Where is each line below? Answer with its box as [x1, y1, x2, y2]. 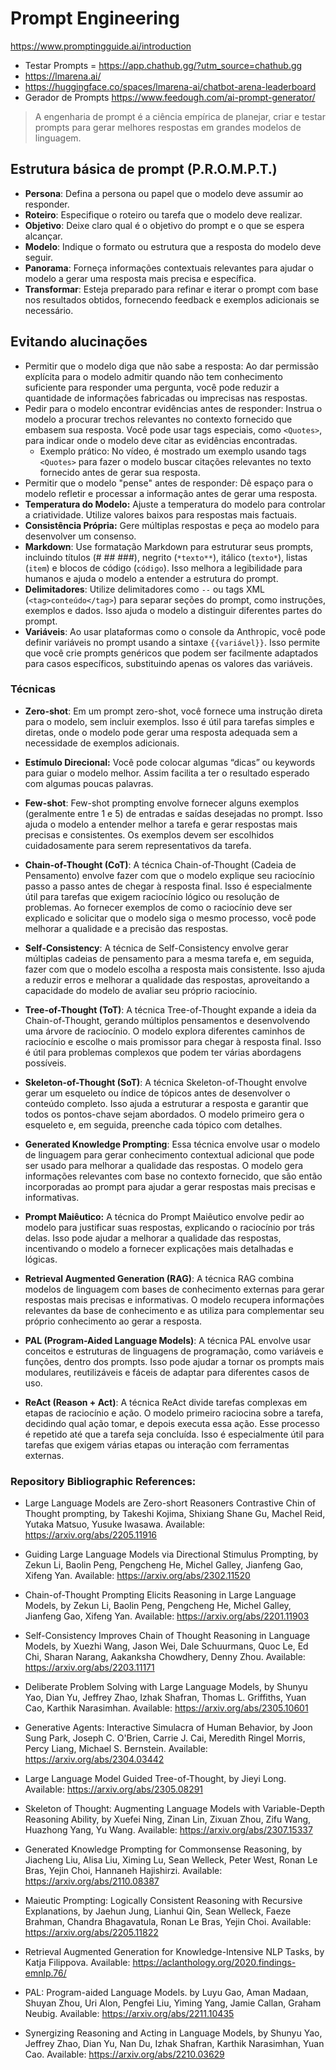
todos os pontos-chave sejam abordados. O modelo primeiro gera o [24, 1108, 305, 1120]
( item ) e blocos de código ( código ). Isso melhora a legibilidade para [24, 562, 303, 574]
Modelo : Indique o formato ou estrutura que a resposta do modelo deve [24, 240, 322, 252]
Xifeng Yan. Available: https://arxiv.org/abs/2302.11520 [24, 1570, 251, 1582]
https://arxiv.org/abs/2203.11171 [24, 1662, 155, 1674]
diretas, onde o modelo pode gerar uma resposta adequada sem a [24, 726, 298, 738]
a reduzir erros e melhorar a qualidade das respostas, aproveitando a [24, 973, 310, 986]
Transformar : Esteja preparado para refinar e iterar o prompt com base [24, 283, 319, 295]
